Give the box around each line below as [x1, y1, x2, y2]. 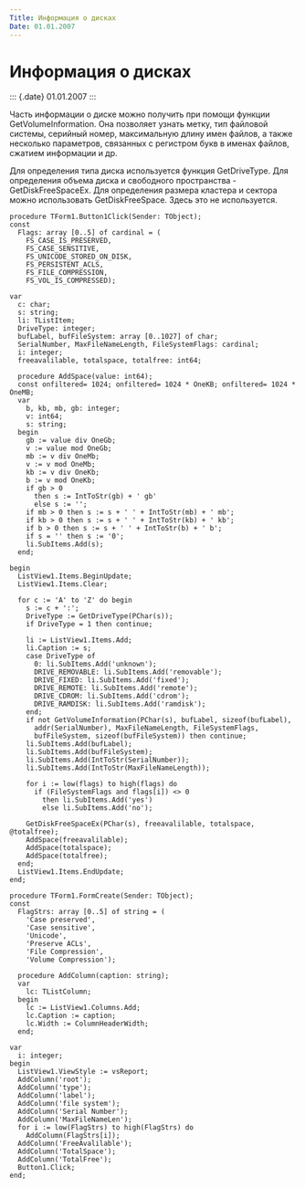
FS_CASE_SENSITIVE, [26, 244, 100, 254]
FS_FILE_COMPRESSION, [26, 268, 108, 278]
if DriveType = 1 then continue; [26, 620, 153, 629]
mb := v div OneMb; [26, 452, 100, 461]
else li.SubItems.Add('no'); [42, 804, 153, 813]
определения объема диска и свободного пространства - [9, 175, 237, 186]
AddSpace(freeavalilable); [26, 836, 129, 845]
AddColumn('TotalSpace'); [17, 1147, 117, 1156]
